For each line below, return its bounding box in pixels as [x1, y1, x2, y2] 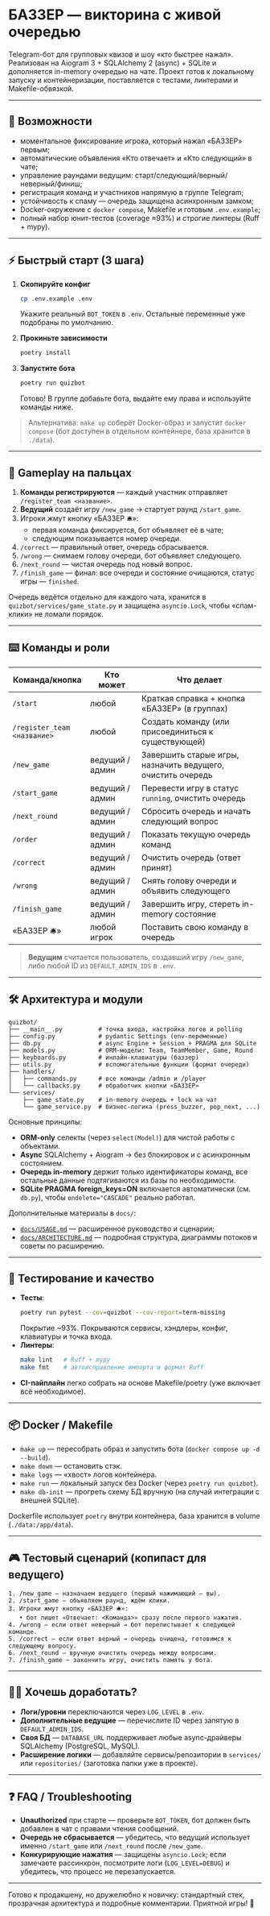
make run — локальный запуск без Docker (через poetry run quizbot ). [19, 1478, 259, 1488]
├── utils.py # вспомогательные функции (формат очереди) [8, 1060, 250, 1069]
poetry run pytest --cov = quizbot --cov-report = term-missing [19, 1308, 226, 1317]
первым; [19, 144, 50, 154]
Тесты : [19, 1293, 45, 1303]
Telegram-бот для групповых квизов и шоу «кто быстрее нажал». [8, 49, 234, 59]
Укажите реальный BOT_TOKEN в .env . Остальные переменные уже [19, 309, 246, 319]
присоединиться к [141, 725, 214, 737]
